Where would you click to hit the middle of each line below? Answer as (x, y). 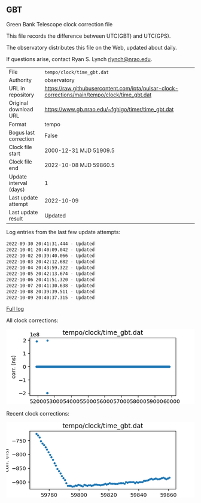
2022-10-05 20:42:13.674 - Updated (51, 274)
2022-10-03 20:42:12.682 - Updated (51, 262)
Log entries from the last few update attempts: (63, 232)
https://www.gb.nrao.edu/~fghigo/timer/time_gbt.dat (109, 110)
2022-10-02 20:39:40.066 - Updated (51, 256)
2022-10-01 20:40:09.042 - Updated (51, 250)
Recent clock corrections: (38, 414)
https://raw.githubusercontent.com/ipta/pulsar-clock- (112, 89)
